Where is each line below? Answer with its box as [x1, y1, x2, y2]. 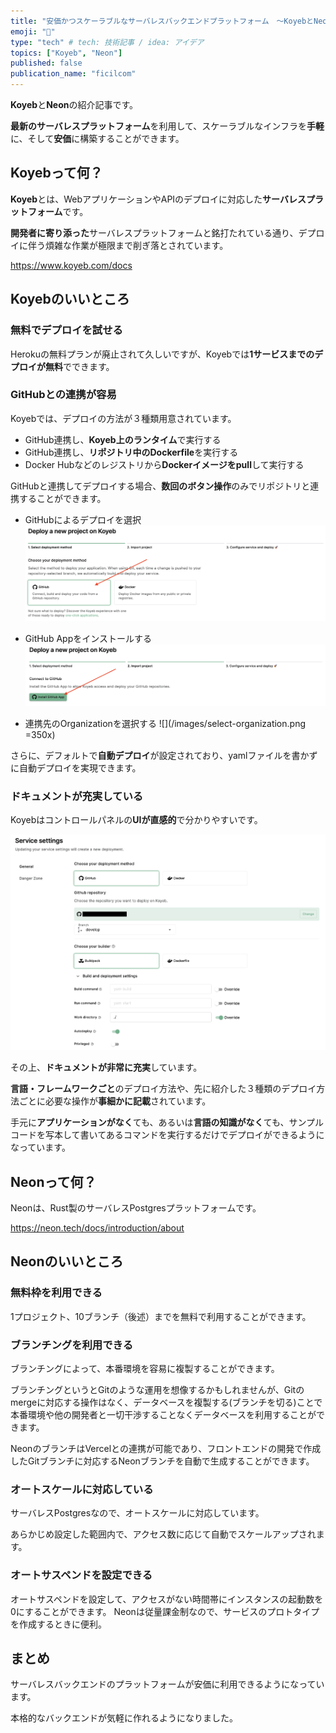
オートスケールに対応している [10, 1482, 154, 1496]
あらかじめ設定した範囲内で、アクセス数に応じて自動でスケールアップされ [10, 1528, 317, 1540]
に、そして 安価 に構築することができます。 [10, 133, 185, 144]
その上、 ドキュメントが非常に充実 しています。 [10, 1061, 203, 1074]
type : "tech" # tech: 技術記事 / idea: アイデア [10, 37, 205, 47]
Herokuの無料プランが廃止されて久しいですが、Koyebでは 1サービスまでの [10, 348, 315, 360]
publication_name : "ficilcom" [10, 69, 137, 79]
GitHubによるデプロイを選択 [24, 513, 142, 525]
